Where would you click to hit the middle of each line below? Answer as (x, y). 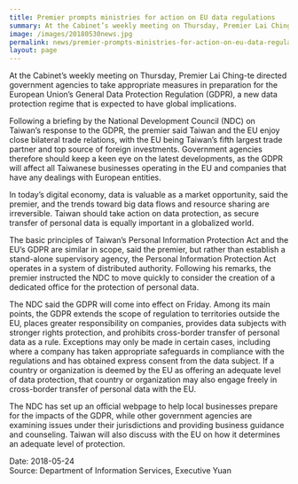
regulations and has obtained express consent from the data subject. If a (142, 361)
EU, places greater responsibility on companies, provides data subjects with (148, 324)
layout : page (33, 51)
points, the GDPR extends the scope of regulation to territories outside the (145, 314)
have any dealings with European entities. (85, 177)
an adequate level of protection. (67, 444)
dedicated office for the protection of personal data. (104, 287)
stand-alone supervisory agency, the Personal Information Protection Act (143, 259)
